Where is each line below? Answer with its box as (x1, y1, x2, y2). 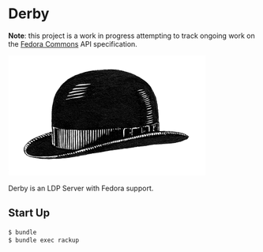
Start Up (8, 206, 50, 220)
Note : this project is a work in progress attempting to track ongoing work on (8, 31, 255, 40)
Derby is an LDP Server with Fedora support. (8, 183, 154, 193)
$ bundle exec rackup (8, 236, 80, 244)
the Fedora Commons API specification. (8, 39, 138, 48)
